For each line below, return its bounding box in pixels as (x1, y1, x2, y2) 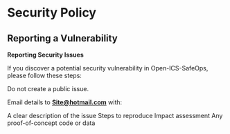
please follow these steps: (7, 71, 82, 79)
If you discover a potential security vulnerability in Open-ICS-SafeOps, (7, 64, 209, 72)
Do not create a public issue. (7, 85, 89, 93)
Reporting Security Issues (7, 50, 85, 59)
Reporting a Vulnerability (7, 32, 118, 44)
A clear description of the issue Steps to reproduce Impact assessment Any (7, 112, 223, 119)
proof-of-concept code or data (7, 119, 96, 127)
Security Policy (7, 5, 97, 21)
